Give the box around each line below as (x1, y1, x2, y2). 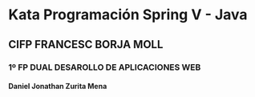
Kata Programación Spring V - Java (8, 6, 248, 24)
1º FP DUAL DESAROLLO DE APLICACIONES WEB (8, 62, 201, 73)
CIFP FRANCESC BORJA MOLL (8, 38, 164, 51)
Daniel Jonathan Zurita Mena (8, 82, 107, 91)
